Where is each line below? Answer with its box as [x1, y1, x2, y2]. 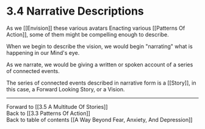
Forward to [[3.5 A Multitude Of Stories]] [6, 103, 108, 110]
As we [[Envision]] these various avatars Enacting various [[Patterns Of [6, 24, 185, 32]
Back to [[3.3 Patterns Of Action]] [6, 110, 90, 117]
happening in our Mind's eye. [6, 49, 80, 56]
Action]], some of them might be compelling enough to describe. [6, 30, 169, 38]
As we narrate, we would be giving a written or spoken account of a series [6, 61, 193, 68]
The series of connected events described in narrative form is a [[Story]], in [6, 79, 196, 86]
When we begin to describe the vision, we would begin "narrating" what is [6, 43, 193, 50]
